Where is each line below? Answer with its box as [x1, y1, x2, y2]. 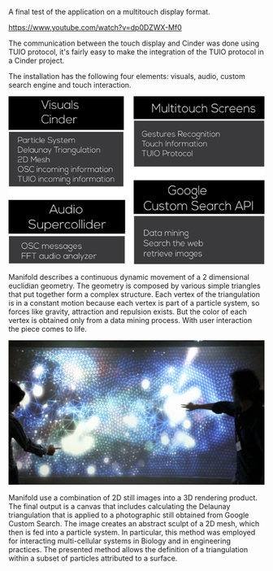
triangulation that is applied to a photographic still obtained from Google [8, 510, 249, 520]
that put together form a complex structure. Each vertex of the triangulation [8, 290, 261, 299]
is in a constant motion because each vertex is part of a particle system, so [8, 299, 260, 308]
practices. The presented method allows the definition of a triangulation [8, 544, 249, 554]
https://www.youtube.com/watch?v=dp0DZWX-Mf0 [8, 23, 183, 32]
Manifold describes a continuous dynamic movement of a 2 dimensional [8, 272, 249, 282]
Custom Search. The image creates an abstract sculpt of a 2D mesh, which [8, 518, 260, 528]
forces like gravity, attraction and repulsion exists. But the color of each [8, 307, 248, 316]
